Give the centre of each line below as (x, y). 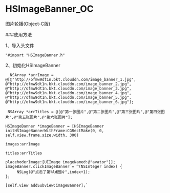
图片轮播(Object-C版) (28, 24)
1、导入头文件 (20, 45)
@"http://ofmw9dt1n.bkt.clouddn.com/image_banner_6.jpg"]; (70, 102)
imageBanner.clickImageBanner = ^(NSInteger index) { (64, 166)
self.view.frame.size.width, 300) (42, 135)
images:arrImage (23, 144)
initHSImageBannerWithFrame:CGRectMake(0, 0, (55, 131)
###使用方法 (19, 34)
